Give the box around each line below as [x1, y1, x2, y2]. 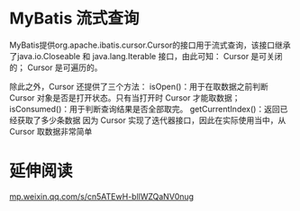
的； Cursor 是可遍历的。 [9, 62, 103, 73]
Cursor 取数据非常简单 [9, 126, 93, 136]
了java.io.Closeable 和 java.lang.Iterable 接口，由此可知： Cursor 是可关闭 [9, 50, 283, 61]
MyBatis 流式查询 [9, 8, 140, 29]
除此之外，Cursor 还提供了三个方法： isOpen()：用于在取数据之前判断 [9, 81, 268, 92]
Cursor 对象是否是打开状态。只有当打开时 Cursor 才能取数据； [9, 92, 241, 103]
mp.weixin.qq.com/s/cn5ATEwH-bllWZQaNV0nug [9, 190, 195, 202]
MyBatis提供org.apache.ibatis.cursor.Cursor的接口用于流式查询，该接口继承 [9, 40, 291, 50]
